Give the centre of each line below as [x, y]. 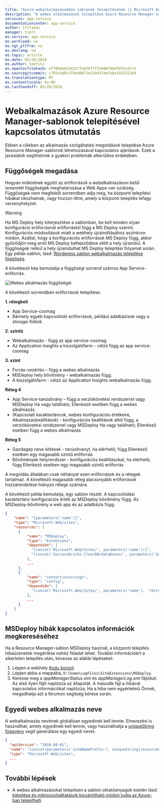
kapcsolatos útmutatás [53, 132]
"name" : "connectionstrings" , [58, 577]
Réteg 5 [13, 440]
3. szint [13, 361]
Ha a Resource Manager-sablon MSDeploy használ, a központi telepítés [77, 648]
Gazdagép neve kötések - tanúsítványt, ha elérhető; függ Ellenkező [80, 449]
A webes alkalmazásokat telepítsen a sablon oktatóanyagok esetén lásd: [85, 790]
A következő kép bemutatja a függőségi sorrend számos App [66, 268]
